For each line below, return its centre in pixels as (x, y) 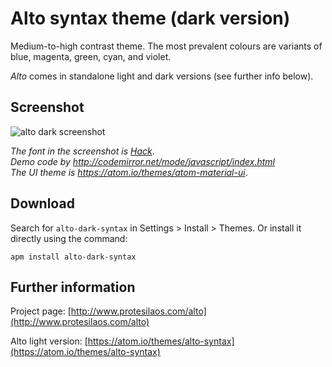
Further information (73, 287)
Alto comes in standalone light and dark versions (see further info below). (162, 76)
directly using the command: (69, 238)
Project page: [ (41, 311)
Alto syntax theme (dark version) (150, 18)
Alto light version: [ (49, 341)
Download (42, 203)
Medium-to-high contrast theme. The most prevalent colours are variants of (166, 46)
